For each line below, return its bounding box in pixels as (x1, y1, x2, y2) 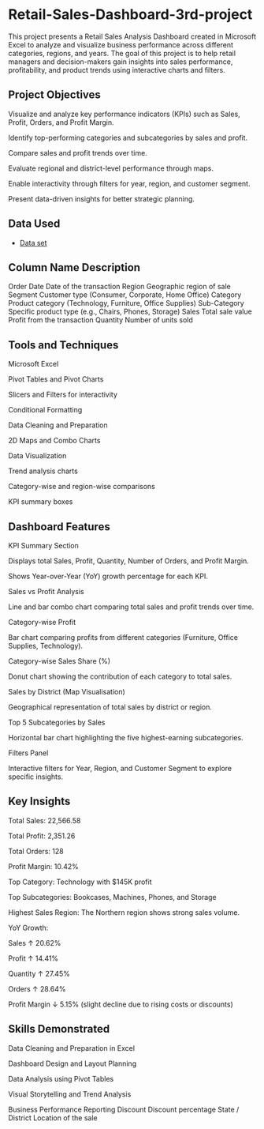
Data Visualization (8, 451, 67, 461)
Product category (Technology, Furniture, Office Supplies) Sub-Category (8, 299, 244, 308)
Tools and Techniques (8, 338, 119, 352)
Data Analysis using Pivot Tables (8, 1074, 114, 1083)
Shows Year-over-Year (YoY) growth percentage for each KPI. (8, 571, 209, 581)
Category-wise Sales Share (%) (8, 657, 111, 665)
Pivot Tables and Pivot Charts (8, 374, 104, 384)
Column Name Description (8, 261, 140, 274)
